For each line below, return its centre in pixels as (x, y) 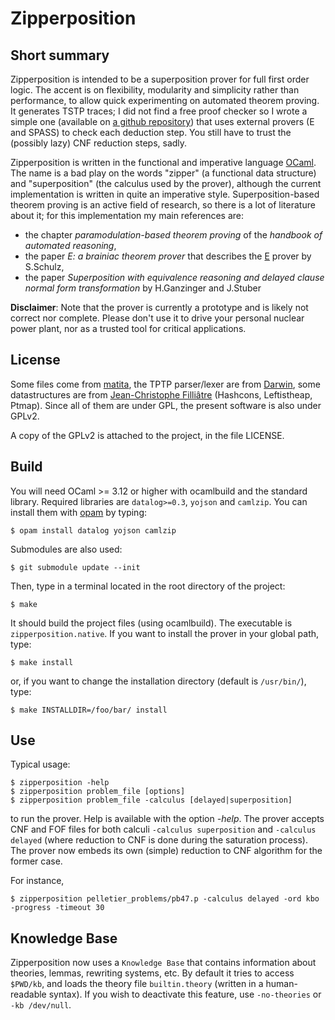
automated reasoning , (70, 245)
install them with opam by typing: (79, 512)
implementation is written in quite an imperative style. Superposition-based (165, 194)
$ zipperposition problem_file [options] (98, 792)
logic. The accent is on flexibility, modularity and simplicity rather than (155, 90)
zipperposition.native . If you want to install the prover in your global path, (165, 633)
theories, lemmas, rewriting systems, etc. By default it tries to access (152, 973)
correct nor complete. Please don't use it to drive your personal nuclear (157, 318)
